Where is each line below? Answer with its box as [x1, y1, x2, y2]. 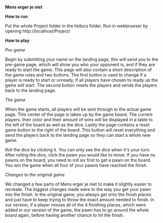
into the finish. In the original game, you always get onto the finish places [5, 192, 152, 197]
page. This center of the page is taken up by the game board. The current [5, 111, 153, 117]
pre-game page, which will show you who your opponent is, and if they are [5, 62, 155, 67]
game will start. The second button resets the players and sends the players [5, 82, 157, 88]
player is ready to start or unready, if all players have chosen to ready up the [5, 77, 158, 83]
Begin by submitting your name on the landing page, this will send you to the [5, 56, 159, 62]
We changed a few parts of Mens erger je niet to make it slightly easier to [5, 181, 152, 187]
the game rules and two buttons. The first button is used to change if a [5, 72, 147, 77]
